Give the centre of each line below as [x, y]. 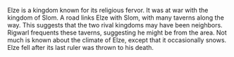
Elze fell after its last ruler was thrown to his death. [80, 47]
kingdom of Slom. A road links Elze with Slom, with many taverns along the [116, 18]
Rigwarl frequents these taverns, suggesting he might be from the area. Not [117, 32]
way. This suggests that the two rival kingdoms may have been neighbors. [115, 25]
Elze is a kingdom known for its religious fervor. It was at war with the [108, 10]
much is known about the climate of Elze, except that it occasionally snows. [117, 40]
